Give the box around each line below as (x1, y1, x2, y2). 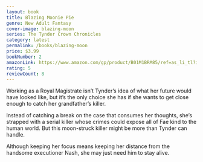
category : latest (6, 37, 50, 43)
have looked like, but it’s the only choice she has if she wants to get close (6, 94, 189, 101)
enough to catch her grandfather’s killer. (6, 100, 106, 108)
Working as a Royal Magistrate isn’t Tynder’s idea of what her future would (6, 87, 192, 94)
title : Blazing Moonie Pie (6, 15, 74, 21)
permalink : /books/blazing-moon (6, 43, 88, 49)
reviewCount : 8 (6, 71, 45, 77)
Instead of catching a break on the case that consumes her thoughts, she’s (6, 112, 192, 119)
